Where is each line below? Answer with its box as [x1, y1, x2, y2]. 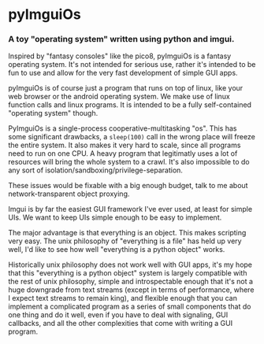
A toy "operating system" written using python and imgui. [8, 34, 235, 45]
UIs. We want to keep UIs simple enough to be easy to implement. [8, 213, 222, 222]
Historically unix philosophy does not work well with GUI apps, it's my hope [8, 260, 253, 269]
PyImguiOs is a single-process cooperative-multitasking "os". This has [8, 124, 237, 133]
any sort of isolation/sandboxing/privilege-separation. [8, 165, 184, 175]
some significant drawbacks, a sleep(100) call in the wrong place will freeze [8, 132, 256, 142]
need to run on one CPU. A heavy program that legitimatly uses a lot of [8, 149, 238, 158]
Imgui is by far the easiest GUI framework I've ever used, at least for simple [8, 205, 253, 214]
